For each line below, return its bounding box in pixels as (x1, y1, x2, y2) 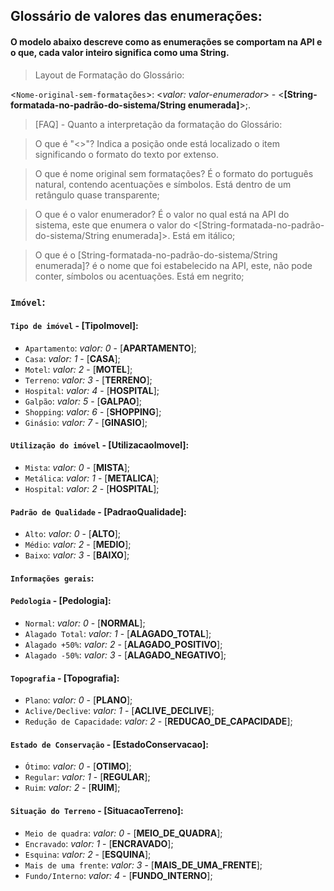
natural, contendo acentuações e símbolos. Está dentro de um (34, 178, 292, 190)
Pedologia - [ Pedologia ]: (10, 595, 112, 607)
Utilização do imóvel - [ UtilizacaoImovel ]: (10, 439, 190, 451)
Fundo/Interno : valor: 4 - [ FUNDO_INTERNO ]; (24, 869, 213, 881)
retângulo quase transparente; (34, 189, 160, 201)
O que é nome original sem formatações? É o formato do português (34, 167, 314, 179)
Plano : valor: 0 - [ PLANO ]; (24, 694, 133, 706)
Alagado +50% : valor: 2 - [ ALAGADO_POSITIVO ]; (24, 638, 223, 650)
